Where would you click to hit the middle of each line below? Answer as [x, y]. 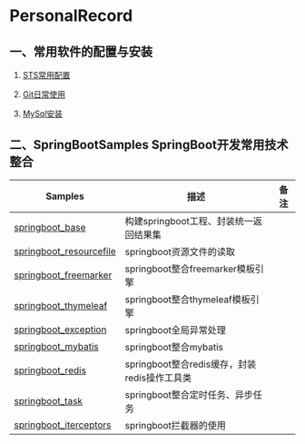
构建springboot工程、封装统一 [189, 221]
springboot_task [49, 400]
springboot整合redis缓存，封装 [191, 364]
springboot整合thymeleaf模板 [188, 299]
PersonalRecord [71, 16]
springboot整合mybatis [174, 347]
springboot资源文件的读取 [180, 252]
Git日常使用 [44, 94]
